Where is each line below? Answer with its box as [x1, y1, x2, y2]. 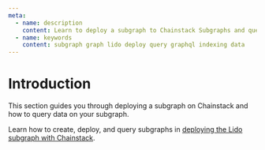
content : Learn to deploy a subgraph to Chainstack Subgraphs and [22, 26, 245, 34]
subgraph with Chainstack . [8, 133, 96, 143]
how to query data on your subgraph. [8, 110, 129, 119]
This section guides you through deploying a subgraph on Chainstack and [8, 101, 248, 111]
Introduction [8, 75, 91, 93]
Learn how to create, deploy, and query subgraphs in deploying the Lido [8, 125, 243, 134]
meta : [8, 11, 26, 20]
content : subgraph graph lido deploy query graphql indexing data [22, 41, 245, 49]
